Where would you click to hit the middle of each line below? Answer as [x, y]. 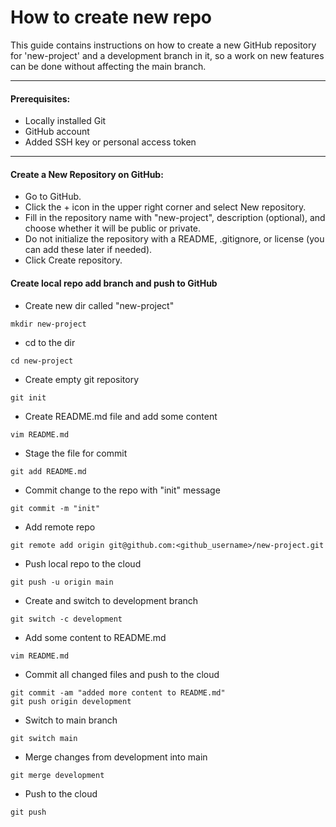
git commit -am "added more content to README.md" [118, 692]
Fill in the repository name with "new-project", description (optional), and [175, 218]
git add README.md [48, 471]
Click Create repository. [73, 260]
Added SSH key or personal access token [110, 142]
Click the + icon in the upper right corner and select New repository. [165, 207]
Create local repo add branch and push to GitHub [114, 283]
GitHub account [57, 132]
